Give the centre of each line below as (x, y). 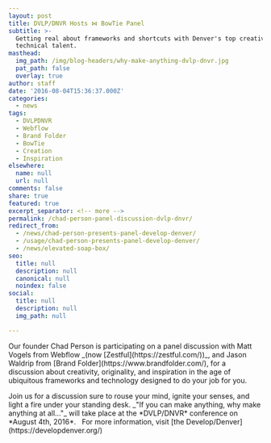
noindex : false (41, 286)
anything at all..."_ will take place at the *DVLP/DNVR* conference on (123, 413)
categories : (28, 98)
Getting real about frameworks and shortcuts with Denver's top (126, 38)
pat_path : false (43, 69)
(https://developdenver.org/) (56, 430)
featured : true (34, 203)
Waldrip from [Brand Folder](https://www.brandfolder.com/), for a (117, 363)
